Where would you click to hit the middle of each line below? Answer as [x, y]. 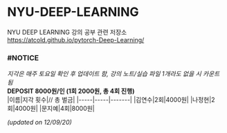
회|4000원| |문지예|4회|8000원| [51, 109]
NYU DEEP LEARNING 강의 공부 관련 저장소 [67, 32]
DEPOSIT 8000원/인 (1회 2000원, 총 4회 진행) [71, 91]
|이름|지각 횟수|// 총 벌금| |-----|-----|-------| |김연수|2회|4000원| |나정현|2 [111, 100]
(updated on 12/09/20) [40, 123]
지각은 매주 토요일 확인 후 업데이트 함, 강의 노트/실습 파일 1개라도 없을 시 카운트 [113, 74]
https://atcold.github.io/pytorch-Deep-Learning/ [76, 39]
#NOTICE [23, 57]
